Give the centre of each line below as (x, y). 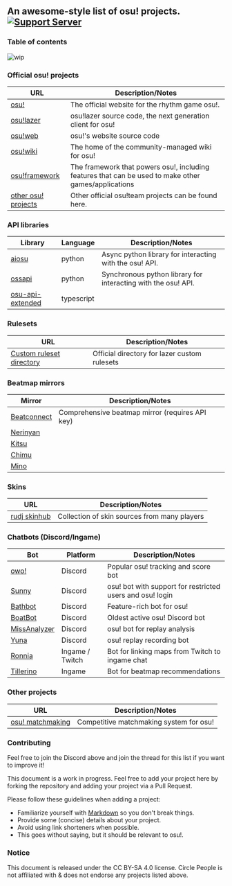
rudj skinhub (31, 517)
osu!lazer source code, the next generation (140, 116)
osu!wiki (24, 151)
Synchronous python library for (152, 274)
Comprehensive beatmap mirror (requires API (132, 412)
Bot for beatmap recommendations (164, 671)
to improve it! (26, 765)
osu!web (25, 136)
